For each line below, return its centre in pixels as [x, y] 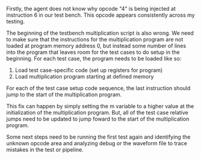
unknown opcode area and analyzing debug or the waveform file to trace [97, 143]
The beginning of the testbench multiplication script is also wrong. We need [100, 33]
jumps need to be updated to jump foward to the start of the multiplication [98, 119]
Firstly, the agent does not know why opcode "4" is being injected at [91, 9]
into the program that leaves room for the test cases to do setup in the [93, 52]
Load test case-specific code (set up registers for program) [89, 70]
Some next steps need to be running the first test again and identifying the [98, 137]
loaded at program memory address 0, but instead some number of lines [96, 46]
